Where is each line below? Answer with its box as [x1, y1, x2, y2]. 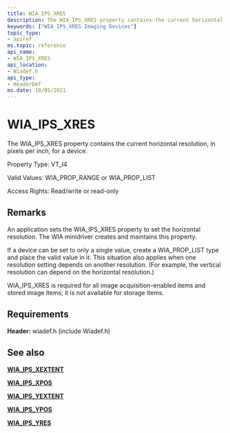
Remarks [7, 207, 47, 219]
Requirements [7, 308, 69, 321]
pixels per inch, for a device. [7, 147, 88, 155]
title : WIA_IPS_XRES [7, 10, 67, 17]
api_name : [7, 49, 36, 56]
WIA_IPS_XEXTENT [7, 365, 64, 373]
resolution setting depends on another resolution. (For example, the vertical [7, 260, 222, 269]
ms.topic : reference [7, 42, 67, 49]
